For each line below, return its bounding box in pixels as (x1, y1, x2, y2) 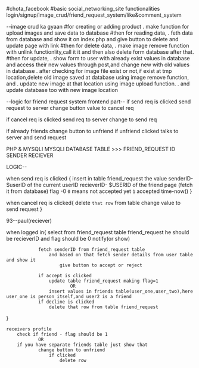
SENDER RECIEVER (6, 152, 54, 159)
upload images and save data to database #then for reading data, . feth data (6, 29, 193, 36)
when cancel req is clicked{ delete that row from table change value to (6, 200, 181, 206)
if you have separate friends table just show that (17, 342, 148, 348)
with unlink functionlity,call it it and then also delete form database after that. (6, 48, 194, 56)
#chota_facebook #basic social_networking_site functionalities (6, 5, 160, 12)
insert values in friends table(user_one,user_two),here (48, 289, 194, 295)
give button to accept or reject (59, 262, 143, 268)
